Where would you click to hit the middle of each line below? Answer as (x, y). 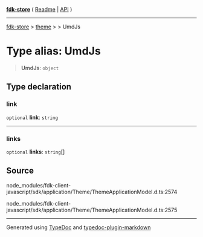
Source (20, 171)
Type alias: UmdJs (53, 51)
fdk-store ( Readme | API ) (39, 9)
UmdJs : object (40, 68)
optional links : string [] (36, 152)
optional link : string (32, 117)
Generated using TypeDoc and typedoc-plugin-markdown (79, 227)
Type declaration (39, 87)
